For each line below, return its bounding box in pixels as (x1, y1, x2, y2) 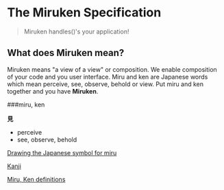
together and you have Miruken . (7, 87, 99, 95)
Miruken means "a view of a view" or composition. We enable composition (7, 65, 217, 73)
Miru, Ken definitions (7, 175, 66, 183)
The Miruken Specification (7, 5, 162, 21)
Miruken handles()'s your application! (23, 27, 129, 36)
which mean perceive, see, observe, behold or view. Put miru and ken (7, 80, 204, 88)
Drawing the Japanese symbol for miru (7, 148, 117, 157)
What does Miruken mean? (7, 47, 125, 59)
